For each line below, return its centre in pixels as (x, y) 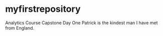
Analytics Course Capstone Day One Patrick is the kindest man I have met (81, 23)
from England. (20, 28)
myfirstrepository (43, 9)
